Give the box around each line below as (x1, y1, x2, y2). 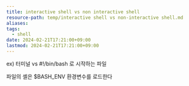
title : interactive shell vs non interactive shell (6, 8, 140, 15)
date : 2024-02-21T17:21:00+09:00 (6, 37, 91, 43)
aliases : (6, 20, 29, 26)
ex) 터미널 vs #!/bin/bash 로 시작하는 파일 (6, 60, 107, 67)
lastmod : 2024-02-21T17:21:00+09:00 (6, 43, 99, 49)
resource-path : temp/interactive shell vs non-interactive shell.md (6, 15, 184, 21)
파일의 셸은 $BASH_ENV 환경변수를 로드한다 (6, 73, 112, 80)
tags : (6, 25, 20, 32)
